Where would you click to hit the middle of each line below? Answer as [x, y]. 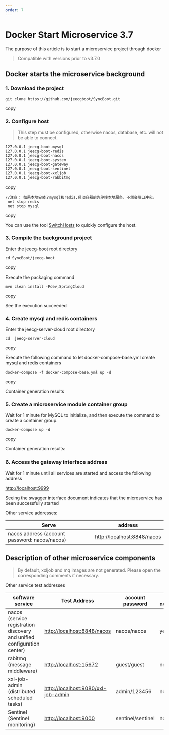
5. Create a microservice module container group [66, 404]
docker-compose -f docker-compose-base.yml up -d [58, 373]
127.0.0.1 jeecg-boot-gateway [37, 164]
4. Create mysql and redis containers [51, 318]
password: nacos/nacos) [37, 540]
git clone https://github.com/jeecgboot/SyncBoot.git [63, 99]
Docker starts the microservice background [75, 74]
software [23, 597]
